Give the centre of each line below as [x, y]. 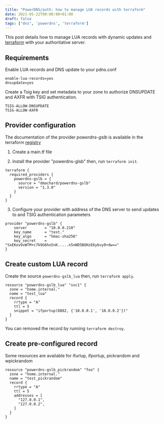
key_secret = [31, 240]
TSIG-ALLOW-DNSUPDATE [27, 106]
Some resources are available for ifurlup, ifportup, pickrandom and [72, 355]
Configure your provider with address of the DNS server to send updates [85, 209]
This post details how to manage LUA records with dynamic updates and [78, 37]
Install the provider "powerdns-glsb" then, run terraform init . [75, 161]
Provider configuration [40, 125]
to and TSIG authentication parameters [51, 214]
